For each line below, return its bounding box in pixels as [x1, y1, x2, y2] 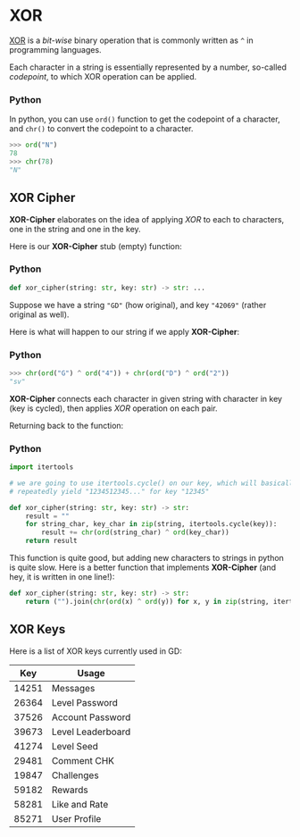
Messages [51, 682, 96, 694]
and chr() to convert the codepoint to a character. [9, 123, 194, 134]
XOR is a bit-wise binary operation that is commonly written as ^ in [9, 35, 254, 46]
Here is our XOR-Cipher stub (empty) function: [9, 240, 182, 251]
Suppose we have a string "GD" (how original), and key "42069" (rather [9, 299, 267, 310]
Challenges [51, 769, 100, 782]
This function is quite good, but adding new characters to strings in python [9, 553, 284, 564]
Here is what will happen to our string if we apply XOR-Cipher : [9, 326, 239, 337]
